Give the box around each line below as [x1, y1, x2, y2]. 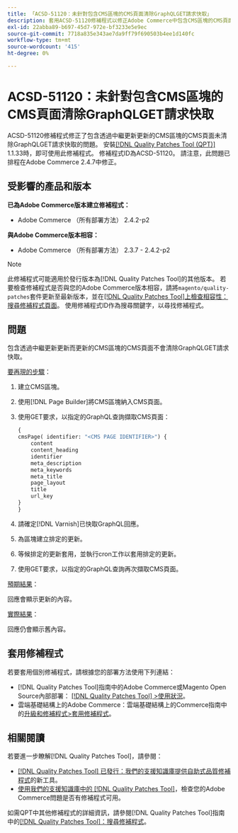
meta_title [30, 473, 63, 480]
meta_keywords [30, 466, 72, 473]
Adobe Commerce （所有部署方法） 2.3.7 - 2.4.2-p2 [17, 246, 171, 254]
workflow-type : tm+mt [7, 37, 72, 44]
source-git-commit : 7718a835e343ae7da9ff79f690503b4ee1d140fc [7, 30, 195, 38]
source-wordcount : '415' [7, 43, 81, 50]
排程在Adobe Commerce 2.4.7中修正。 [7, 157, 120, 166]
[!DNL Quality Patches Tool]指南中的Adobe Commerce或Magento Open [17, 682, 227, 691]
